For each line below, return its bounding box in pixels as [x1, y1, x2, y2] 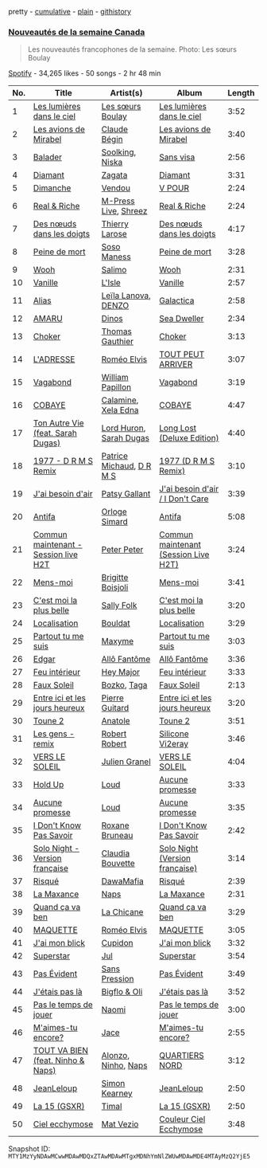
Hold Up [33, 779, 64, 790]
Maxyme [101, 636, 134, 647]
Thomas [101, 326, 133, 337]
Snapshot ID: [8, 1144, 51, 1154]
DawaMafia [101, 876, 145, 887]
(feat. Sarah [33, 428, 78, 439]
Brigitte [101, 572, 129, 583]
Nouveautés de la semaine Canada [8, 26, 145, 37]
